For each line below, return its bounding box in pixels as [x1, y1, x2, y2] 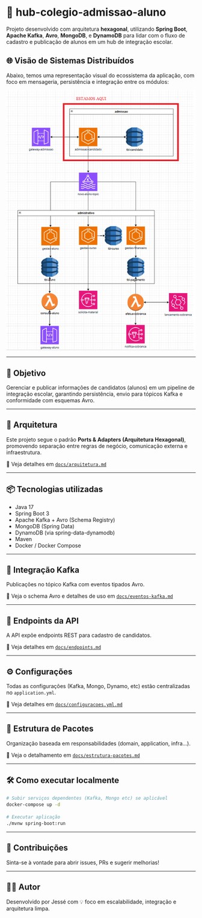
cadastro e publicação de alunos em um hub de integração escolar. [6, 38, 173, 45]
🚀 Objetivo [6, 368, 46, 378]
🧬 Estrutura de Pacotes [6, 724, 94, 734]
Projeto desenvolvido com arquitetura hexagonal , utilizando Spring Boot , [6, 25, 188, 33]
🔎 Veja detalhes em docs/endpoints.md [6, 644, 101, 651]
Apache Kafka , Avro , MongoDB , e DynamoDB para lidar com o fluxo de [6, 31, 185, 39]
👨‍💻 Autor [6, 882, 41, 892]
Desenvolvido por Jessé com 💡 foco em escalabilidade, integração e [6, 898, 177, 905]
